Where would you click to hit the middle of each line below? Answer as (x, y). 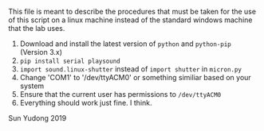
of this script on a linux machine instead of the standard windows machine (130, 20)
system (32, 86)
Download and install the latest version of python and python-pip (125, 44)
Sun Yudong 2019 (37, 118)
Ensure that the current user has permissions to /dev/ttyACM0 (120, 94)
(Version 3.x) (41, 52)
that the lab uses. (37, 28)
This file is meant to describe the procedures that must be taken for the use (132, 12)
